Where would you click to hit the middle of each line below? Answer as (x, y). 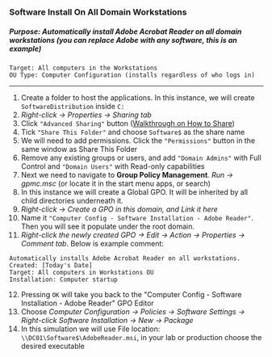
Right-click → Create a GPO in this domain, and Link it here (119, 209)
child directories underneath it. (72, 200)
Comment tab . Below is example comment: (92, 243)
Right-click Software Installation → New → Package (107, 320)
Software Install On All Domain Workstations (98, 12)
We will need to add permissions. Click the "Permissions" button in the (138, 141)
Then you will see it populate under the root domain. (108, 226)
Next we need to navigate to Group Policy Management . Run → (127, 174)
